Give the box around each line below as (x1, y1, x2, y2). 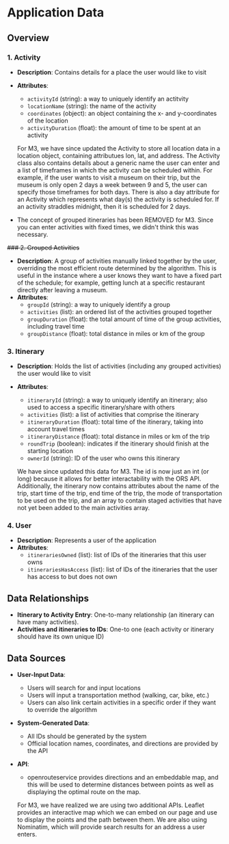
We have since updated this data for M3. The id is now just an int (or (16, 468, 210, 476)
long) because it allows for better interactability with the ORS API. (16, 474, 202, 483)
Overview (7, 32, 50, 44)
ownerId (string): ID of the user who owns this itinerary (27, 454, 180, 463)
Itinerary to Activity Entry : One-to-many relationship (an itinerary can (16, 611, 215, 619)
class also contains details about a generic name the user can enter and (16, 159, 220, 167)
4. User (7, 521, 32, 530)
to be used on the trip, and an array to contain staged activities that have (16, 496, 222, 504)
